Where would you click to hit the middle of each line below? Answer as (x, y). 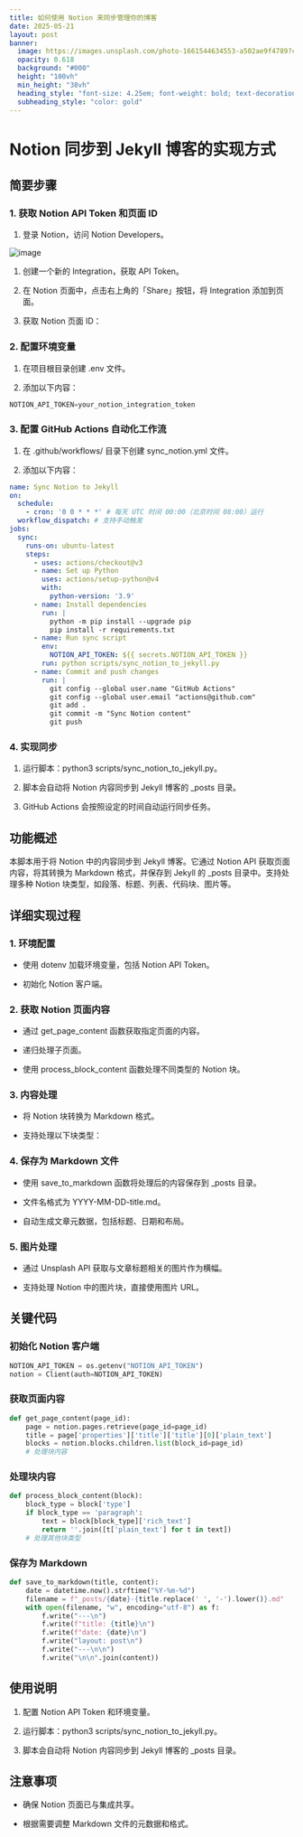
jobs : (19, 530)
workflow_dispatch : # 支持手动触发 (80, 520)
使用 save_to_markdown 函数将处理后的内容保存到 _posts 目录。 (142, 1182)
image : (30, 52)
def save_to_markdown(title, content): (84, 1582)
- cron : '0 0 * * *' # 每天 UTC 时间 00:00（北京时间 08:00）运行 (145, 512)
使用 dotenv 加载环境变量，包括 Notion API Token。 (118, 964)
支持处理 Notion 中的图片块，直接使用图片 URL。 (113, 1288)
